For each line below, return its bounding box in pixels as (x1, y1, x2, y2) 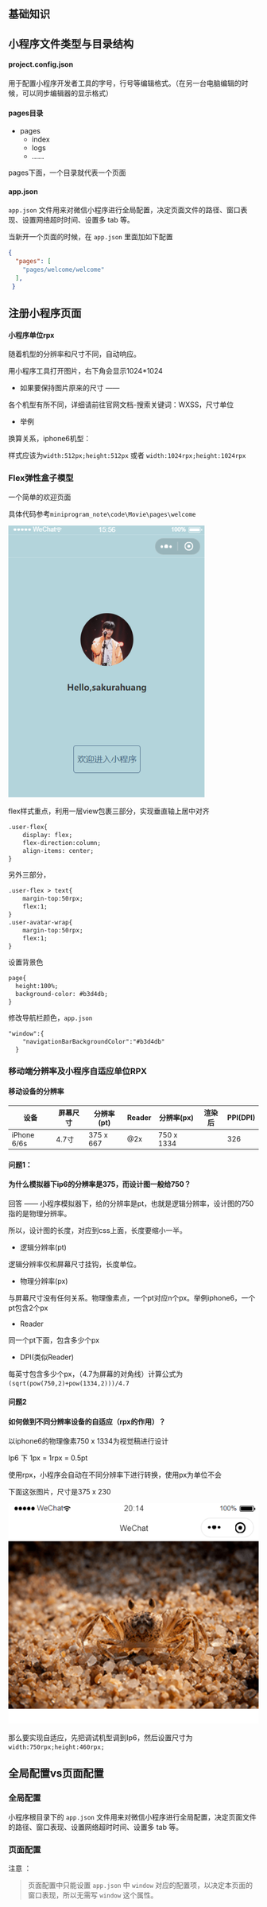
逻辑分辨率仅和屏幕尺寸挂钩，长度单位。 (8, 1259, 141, 1269)
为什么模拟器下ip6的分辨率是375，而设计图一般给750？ (8, 1180, 192, 1189)
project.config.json (8, 60, 74, 69)
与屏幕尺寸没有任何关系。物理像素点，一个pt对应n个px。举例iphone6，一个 (8, 1293, 256, 1302)
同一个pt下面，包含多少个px (8, 1335, 100, 1345)
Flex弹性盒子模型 (8, 472, 74, 483)
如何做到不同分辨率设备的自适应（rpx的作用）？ (8, 1417, 166, 1427)
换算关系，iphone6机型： (8, 434, 91, 444)
